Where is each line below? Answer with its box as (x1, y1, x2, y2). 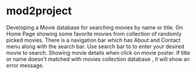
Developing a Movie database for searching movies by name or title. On (6, 24, 183, 31)
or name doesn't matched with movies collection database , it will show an (6, 55, 190, 62)
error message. (6, 61, 44, 69)
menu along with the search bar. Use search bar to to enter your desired (6, 43, 185, 50)
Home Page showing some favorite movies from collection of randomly (6, 30, 182, 37)
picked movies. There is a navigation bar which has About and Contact (6, 36, 181, 43)
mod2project (6, 4, 72, 18)
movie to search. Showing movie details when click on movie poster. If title (6, 49, 191, 56)
